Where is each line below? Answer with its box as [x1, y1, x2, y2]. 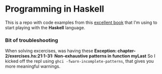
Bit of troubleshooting [5, 37, 58, 43]
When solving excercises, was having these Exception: [5, 48, 117, 54]
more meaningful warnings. [5, 63, 61, 69]
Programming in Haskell [5, 3, 104, 15]
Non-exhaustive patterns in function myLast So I [54, 53, 156, 59]
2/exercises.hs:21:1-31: [5, 53, 54, 59]
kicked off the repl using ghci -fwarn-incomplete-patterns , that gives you [5, 58, 154, 64]
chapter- [117, 48, 136, 54]
